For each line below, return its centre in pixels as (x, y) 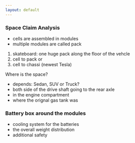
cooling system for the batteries (46, 124)
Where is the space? (27, 74)
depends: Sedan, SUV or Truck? (46, 84)
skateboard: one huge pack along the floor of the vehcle (71, 54)
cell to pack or (28, 59)
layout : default (22, 10)
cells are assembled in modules (45, 38)
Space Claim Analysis (33, 27)
